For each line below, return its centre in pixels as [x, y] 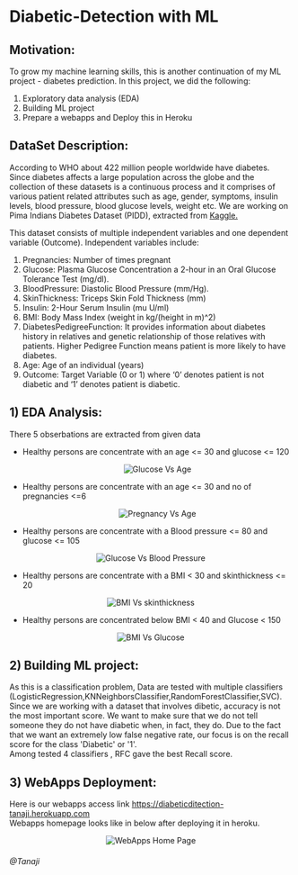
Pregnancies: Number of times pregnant [96, 259]
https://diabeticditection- [178, 804]
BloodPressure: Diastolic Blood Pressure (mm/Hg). [115, 288]
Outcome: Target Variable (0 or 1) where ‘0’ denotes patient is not [143, 374]
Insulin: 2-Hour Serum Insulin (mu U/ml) [96, 307]
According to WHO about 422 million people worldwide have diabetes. [140, 167]
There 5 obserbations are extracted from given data [105, 434]
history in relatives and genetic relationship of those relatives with [144, 336]
